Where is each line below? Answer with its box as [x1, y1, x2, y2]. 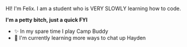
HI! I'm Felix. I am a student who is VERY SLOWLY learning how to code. [5, 5, 181, 12]
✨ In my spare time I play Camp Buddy [14, 28, 109, 35]
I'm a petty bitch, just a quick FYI [5, 16, 88, 23]
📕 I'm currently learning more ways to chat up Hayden [14, 35, 146, 41]
